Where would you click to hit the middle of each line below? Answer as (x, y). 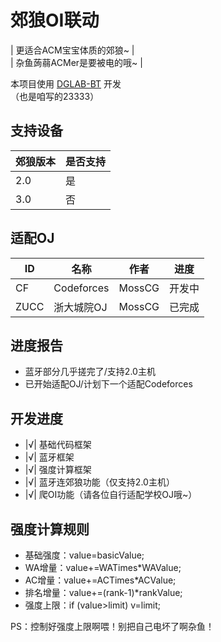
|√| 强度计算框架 (58, 470)
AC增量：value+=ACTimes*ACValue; (100, 580)
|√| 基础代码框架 (58, 445)
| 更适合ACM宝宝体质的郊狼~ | (72, 50)
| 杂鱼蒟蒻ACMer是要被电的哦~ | (76, 62)
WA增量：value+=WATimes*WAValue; (103, 567)
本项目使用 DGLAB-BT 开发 (66, 83)
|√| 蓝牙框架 (49, 457)
